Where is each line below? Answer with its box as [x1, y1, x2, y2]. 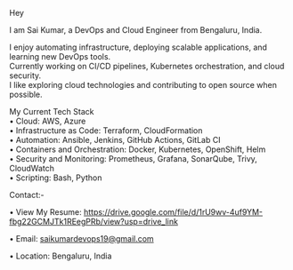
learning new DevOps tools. [9, 52, 111, 61]
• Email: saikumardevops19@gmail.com [9, 234, 154, 243]
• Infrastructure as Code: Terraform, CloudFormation [9, 125, 203, 136]
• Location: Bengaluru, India [9, 250, 112, 261]
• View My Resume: [9, 207, 82, 217]
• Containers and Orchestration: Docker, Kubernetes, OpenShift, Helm [9, 144, 266, 155]
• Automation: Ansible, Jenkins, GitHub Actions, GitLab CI [9, 135, 221, 145]
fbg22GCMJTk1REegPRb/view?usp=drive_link [9, 217, 178, 226]
